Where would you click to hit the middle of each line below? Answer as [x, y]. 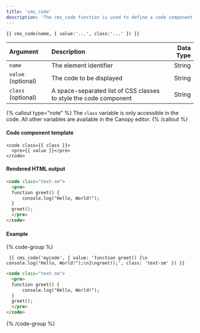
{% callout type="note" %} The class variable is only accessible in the [93, 113]
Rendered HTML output [36, 169]
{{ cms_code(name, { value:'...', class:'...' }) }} [73, 33]
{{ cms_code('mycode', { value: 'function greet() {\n [78, 258]
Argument [24, 51]
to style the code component [92, 98]
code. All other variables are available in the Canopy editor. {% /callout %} [97, 119]
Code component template [40, 133]
